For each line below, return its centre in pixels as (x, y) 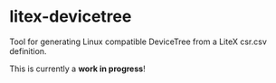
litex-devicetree (71, 17)
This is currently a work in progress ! (78, 69)
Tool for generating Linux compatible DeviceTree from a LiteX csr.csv (138, 41)
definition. (28, 51)
